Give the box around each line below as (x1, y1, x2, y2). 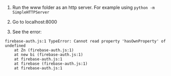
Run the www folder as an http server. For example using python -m (12, 5, 155, 10)
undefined (5, 43, 26, 48)
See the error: (12, 29, 42, 35)
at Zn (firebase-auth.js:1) (14, 48, 74, 53)
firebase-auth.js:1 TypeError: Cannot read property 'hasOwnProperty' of (5, 39, 166, 44)
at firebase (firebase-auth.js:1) (14, 61, 88, 66)
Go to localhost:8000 (12, 19, 58, 25)
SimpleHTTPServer (12, 10, 50, 15)
